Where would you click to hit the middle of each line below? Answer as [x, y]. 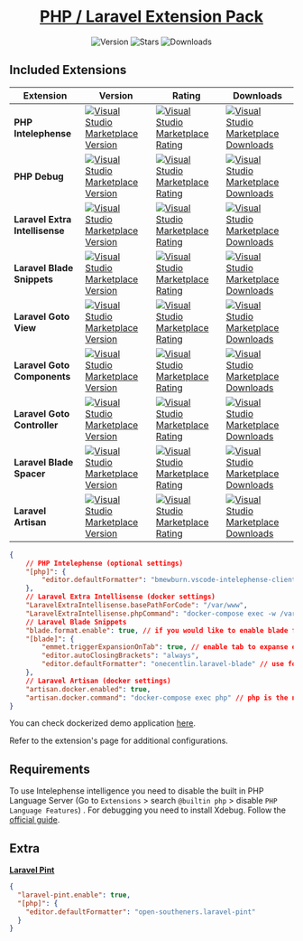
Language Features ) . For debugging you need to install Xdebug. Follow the [148, 810]
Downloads [257, 95]
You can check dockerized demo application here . [103, 723]
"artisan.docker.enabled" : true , [88, 689]
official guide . [35, 820]
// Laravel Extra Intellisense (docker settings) [121, 597]
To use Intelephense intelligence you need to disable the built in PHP [137, 791]
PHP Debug [39, 176]
